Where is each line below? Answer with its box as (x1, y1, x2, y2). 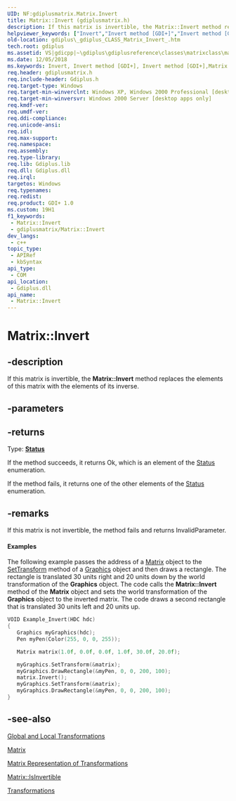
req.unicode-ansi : (7, 121, 61, 129)
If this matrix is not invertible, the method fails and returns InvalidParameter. (7, 526, 227, 535)
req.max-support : (7, 134, 58, 141)
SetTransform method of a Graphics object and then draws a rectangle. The (7, 565, 227, 573)
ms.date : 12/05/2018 (7, 56, 68, 63)
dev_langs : (7, 233, 39, 240)
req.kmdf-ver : (7, 102, 49, 109)
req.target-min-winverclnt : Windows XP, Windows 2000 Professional (7, 89, 209, 96)
